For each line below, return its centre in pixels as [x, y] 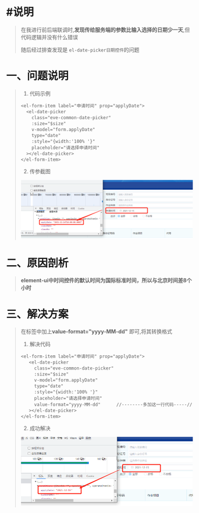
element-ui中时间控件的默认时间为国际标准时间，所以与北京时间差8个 [106, 281]
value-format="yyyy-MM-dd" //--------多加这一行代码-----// [113, 405]
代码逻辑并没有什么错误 [49, 37]
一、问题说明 [38, 76]
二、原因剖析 [38, 263]
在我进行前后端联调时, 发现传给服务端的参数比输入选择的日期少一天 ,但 [105, 30]
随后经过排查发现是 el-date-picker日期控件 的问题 [80, 50]
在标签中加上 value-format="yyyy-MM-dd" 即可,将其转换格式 [97, 332]
